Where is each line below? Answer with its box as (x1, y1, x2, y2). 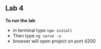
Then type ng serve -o (12, 32, 62, 38)
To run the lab (5, 17, 35, 23)
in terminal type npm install (12, 27, 73, 33)
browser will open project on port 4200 (12, 38, 96, 44)
